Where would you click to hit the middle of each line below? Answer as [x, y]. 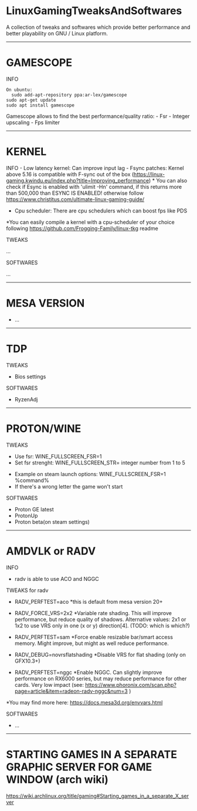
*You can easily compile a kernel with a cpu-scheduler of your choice [90, 222]
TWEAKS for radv [27, 590]
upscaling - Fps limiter [33, 122]
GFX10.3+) [27, 661]
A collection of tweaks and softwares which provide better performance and [98, 27]
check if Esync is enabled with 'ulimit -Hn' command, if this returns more [94, 187]
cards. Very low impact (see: [49, 684]
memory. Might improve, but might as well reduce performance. [91, 643]
